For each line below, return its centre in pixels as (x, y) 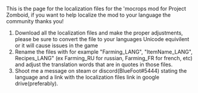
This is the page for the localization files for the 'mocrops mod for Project (96, 9)
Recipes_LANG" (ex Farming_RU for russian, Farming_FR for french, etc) (103, 58)
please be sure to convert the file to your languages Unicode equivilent (102, 39)
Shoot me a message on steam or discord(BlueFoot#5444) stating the (101, 71)
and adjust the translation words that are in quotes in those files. (94, 64)
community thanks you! (35, 21)
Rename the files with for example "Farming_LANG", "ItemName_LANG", (103, 52)
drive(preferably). (36, 83)
